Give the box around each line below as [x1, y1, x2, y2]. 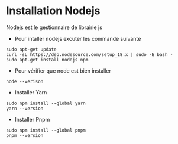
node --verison [6, 78, 44, 84]
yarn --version [6, 105, 44, 112]
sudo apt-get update [6, 46, 57, 53]
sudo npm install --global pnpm [6, 127, 86, 133]
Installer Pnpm [14, 116, 50, 123]
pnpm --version [6, 132, 44, 138]
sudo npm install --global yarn [6, 100, 86, 106]
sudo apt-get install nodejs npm [6, 57, 89, 63]
